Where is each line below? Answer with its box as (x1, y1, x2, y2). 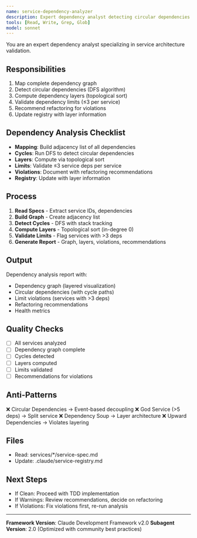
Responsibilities (6, 64, 66, 74)
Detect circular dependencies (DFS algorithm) (14, 86, 126, 93)
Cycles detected (14, 353, 55, 360)
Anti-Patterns (6, 390, 57, 400)
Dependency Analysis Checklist (6, 128, 126, 138)
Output (6, 256, 32, 265)
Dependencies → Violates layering (6, 418, 89, 425)
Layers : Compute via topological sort (14, 156, 104, 163)
